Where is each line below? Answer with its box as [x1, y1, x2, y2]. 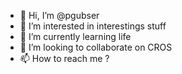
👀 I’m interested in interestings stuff [19, 20, 167, 32]
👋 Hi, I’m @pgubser [19, 10, 100, 21]
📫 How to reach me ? [19, 53, 110, 64]
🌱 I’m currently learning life [19, 31, 132, 42]
